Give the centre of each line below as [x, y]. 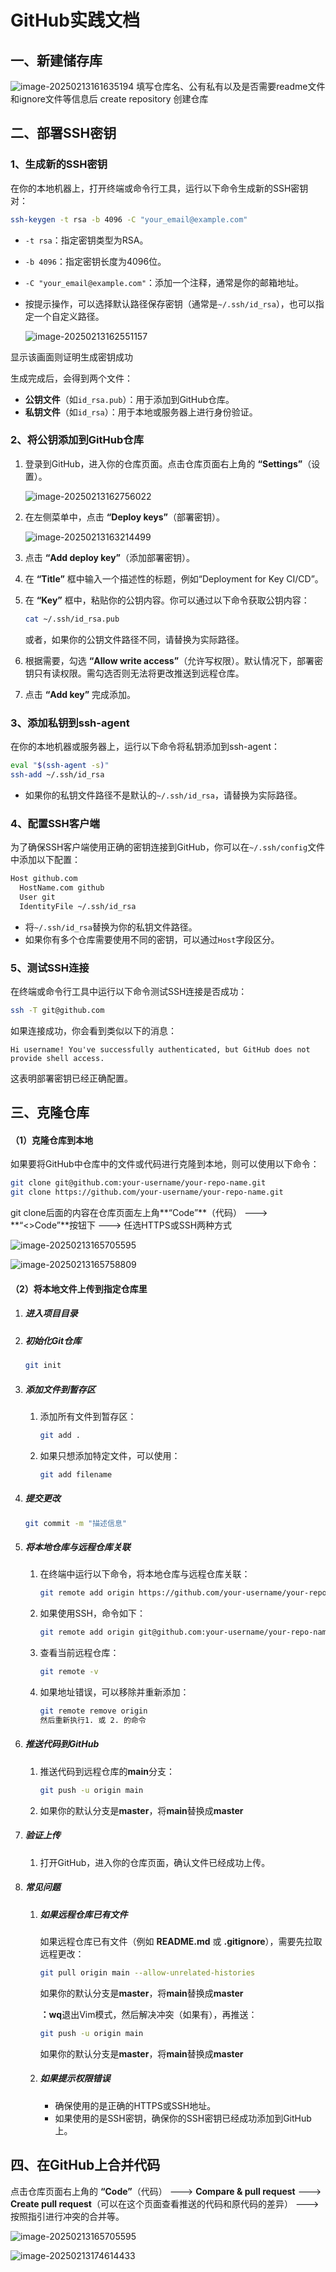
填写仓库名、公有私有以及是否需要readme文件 [231, 86]
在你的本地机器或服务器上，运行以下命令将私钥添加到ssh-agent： [145, 747]
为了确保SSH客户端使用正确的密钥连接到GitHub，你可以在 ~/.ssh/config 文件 [168, 847]
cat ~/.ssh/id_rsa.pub [72, 619]
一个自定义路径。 [69, 316]
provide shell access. [57, 1058]
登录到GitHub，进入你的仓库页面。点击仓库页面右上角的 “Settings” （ [168, 463]
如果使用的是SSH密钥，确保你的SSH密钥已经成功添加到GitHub [183, 2118]
